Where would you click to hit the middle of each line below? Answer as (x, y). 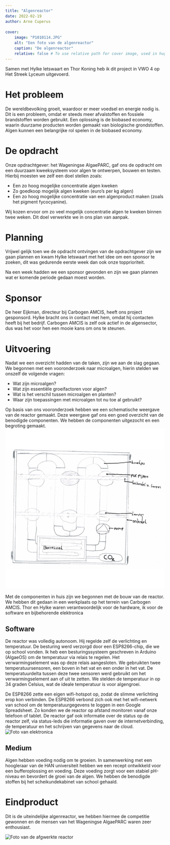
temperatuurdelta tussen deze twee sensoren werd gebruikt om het (76, 674)
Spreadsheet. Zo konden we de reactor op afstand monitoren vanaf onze (81, 710)
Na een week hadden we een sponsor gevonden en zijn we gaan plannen (82, 272)
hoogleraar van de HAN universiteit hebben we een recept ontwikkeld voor (83, 765)
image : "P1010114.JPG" (38, 38)
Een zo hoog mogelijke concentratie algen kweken (65, 185)
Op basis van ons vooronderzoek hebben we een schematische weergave (82, 410)
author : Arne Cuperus (28, 21)
